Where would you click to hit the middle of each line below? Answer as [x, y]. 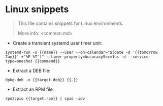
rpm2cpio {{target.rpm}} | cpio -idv [45, 98]
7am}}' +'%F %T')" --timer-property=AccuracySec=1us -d [66, 57]
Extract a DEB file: [31, 70]
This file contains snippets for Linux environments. [70, 23]
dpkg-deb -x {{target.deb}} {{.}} [42, 80]
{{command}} [47, 61]
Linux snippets [37, 9]
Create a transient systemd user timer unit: [57, 43]
